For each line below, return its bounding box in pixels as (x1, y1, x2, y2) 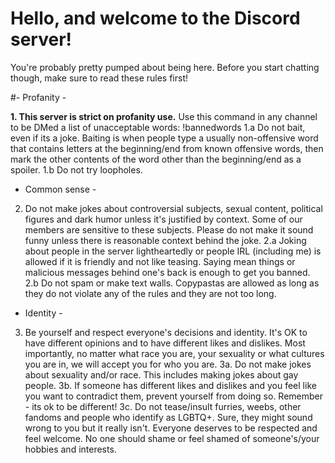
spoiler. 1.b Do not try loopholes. (10, 163, 143, 176)
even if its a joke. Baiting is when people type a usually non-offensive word (10, 132, 319, 144)
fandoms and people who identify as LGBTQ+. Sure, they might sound (24, 411, 313, 423)
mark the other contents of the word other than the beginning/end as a (10, 153, 302, 165)
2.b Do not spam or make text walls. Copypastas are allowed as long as (24, 277, 320, 289)
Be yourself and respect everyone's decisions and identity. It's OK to (24, 326, 308, 338)
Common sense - (24, 183, 97, 195)
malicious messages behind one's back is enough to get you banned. (24, 266, 311, 278)
